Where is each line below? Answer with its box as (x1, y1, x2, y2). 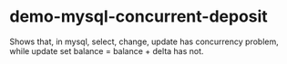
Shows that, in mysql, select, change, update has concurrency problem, (9, 36, 280, 47)
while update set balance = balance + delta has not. (9, 45, 204, 56)
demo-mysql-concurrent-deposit (9, 6, 269, 27)
